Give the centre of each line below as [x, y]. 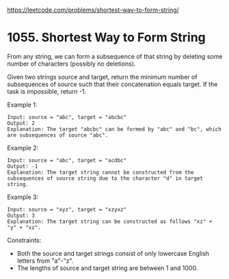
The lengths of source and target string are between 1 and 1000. [107, 268]
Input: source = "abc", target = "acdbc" [67, 160]
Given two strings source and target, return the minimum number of [102, 77]
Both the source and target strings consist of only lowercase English [113, 253]
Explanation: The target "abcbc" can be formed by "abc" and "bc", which [114, 129]
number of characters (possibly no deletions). [71, 64]
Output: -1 [23, 166]
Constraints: [24, 240]
